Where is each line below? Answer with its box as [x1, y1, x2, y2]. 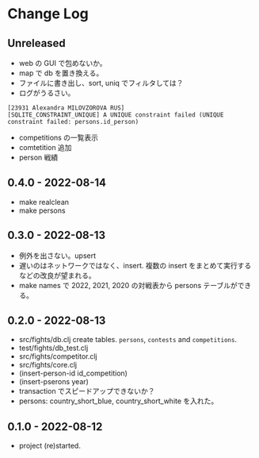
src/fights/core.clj [18, 360, 77, 370]
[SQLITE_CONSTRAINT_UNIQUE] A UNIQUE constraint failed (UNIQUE [7, 111, 224, 119]
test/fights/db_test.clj [18, 343, 89, 353]
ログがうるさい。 [18, 88, 75, 98]
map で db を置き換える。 [18, 68, 104, 78]
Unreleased [7, 37, 67, 50]
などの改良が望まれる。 [18, 271, 96, 280]
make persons [18, 206, 66, 215]
